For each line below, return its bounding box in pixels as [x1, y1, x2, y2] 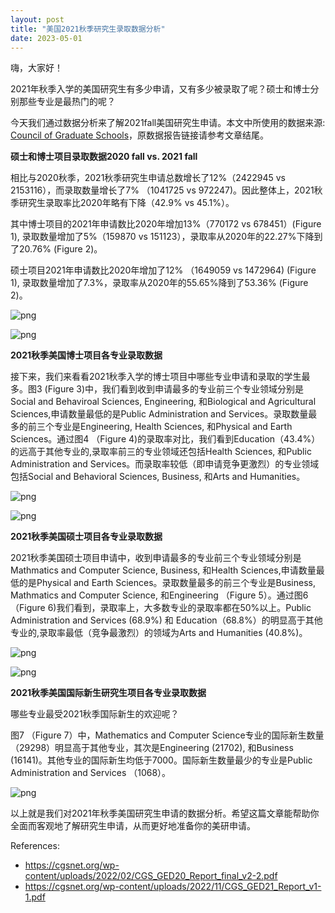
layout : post [10, 14, 65, 25]
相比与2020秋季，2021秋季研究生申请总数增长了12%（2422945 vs [10, 172, 286, 184]
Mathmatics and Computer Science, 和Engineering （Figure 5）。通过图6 [10, 589, 309, 601]
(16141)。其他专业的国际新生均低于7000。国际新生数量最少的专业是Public [10, 754, 313, 766]
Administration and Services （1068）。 [10, 767, 172, 779]
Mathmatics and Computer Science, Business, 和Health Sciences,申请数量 [10, 564, 317, 576]
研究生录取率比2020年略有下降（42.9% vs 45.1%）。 [18, 197, 235, 209]
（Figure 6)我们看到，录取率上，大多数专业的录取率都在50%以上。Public [10, 602, 312, 614]
